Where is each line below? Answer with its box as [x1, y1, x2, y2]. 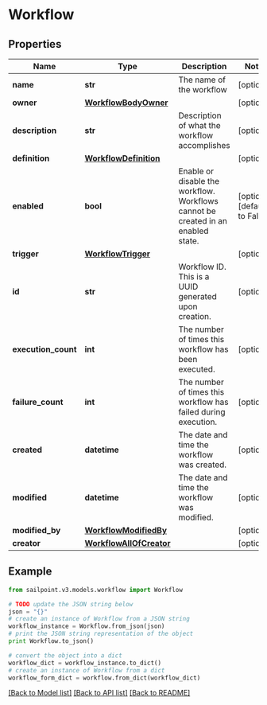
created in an [178, 216, 228, 226]
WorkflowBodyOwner [84, 97, 168, 108]
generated [178, 291, 217, 302]
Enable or [178, 166, 215, 177]
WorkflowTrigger [84, 248, 151, 259]
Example [8, 565, 52, 578]
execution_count [12, 344, 77, 355]
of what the [178, 120, 221, 130]
